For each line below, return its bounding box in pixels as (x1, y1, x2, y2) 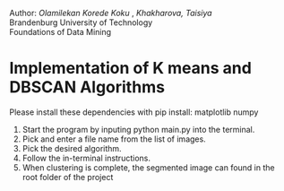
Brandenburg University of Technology (9, 17, 153, 28)
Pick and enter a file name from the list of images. (22, 134, 206, 144)
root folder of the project (22, 171, 114, 182)
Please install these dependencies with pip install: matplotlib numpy (9, 107, 259, 117)
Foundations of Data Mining (9, 27, 112, 37)
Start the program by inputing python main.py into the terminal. (22, 124, 255, 135)
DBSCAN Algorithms (9, 77, 166, 98)
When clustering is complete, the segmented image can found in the (22, 161, 275, 173)
